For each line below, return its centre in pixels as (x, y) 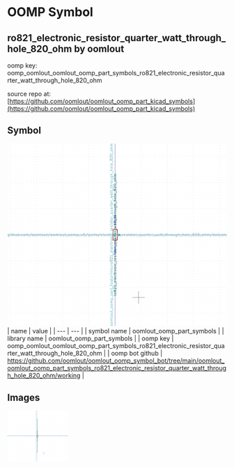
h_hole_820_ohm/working (44, 376)
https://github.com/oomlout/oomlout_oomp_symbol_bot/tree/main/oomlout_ (116, 361)
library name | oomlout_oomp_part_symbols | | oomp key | (91, 338)
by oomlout (99, 48)
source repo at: (29, 94)
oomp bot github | (137, 354)
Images (24, 397)
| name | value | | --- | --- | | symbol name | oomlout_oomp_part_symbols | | (116, 331)
